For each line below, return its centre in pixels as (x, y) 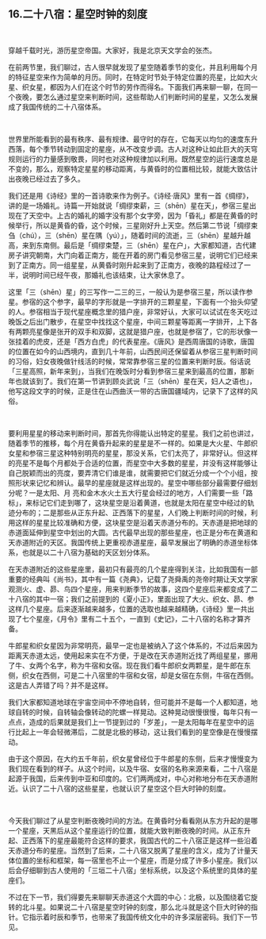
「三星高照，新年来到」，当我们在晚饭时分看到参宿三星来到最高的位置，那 (128, 371)
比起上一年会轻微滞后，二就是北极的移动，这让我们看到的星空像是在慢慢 (133, 732)
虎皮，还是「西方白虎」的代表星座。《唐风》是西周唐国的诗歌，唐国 (145, 341)
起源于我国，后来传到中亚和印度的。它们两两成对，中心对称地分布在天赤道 (129, 778)
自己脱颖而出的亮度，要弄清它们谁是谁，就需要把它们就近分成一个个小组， (129, 473)
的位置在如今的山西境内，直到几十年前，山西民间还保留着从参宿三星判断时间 (133, 351)
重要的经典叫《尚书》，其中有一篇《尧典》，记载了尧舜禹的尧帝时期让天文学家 (133, 579)
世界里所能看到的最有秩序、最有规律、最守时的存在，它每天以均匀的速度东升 (133, 139)
